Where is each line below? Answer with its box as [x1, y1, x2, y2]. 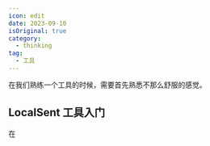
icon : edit [8, 11, 45, 20]
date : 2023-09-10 [8, 19, 67, 27]
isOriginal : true [8, 27, 67, 35]
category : [8, 34, 42, 43]
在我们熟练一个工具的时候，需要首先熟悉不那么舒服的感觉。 [8, 80, 207, 90]
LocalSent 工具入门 [8, 106, 106, 119]
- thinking [15, 42, 52, 50]
